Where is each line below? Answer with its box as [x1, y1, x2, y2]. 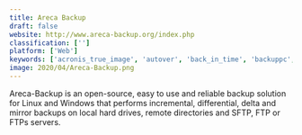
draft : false [9, 22, 58, 31]
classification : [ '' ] [9, 38, 91, 48]
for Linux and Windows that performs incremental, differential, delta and [9, 97, 277, 108]
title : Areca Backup [9, 13, 87, 22]
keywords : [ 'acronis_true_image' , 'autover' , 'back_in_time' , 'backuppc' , [9, 55, 296, 64]
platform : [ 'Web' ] [9, 47, 78, 56]
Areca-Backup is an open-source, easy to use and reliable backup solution [9, 87, 287, 99]
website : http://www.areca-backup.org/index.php [9, 30, 195, 39]
